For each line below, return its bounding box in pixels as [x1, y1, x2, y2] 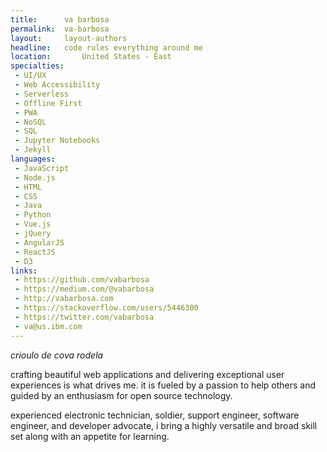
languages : [10, 154, 56, 164]
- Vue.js [14, 219, 52, 230]
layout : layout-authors [10, 33, 128, 43]
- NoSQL [14, 117, 47, 127]
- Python [14, 210, 52, 220]
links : [10, 266, 38, 276]
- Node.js [14, 172, 56, 183]
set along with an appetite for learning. [10, 430, 170, 442]
